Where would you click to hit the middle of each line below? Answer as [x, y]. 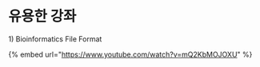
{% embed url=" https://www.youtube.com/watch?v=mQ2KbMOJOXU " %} [130, 54]
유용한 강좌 [42, 16]
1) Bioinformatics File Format [55, 39]
